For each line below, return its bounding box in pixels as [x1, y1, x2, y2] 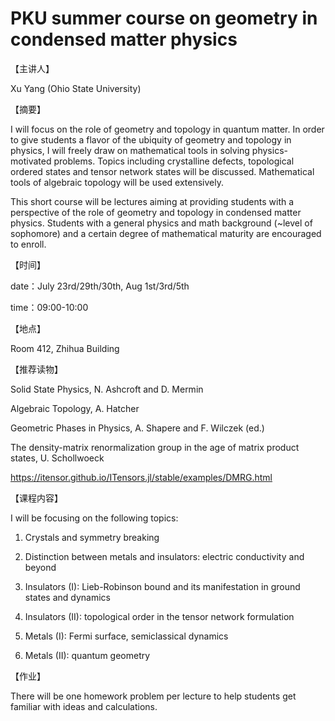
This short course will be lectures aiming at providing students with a [10, 195, 295, 207]
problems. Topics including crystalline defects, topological [53, 155, 295, 167]
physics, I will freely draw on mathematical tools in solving [10, 144, 250, 156]
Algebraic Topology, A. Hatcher [10, 402, 140, 414]
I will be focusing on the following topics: [10, 512, 179, 524]
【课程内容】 [10, 492, 63, 504]
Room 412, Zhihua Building [10, 342, 120, 354]
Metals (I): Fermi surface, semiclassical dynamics [24, 630, 229, 642]
